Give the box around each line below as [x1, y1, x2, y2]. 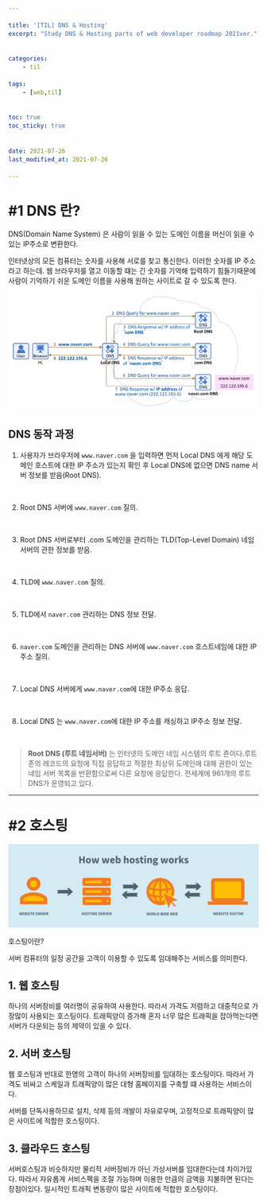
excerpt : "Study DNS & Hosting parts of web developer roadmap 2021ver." [8, 29, 258, 37]
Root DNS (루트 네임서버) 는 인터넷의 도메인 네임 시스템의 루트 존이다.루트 [27, 748, 257, 758]
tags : [8, 80, 26, 87]
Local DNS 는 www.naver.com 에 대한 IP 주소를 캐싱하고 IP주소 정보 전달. [19, 716, 242, 725]
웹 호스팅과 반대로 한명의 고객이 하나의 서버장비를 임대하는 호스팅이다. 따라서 [8, 1070, 246, 1079]
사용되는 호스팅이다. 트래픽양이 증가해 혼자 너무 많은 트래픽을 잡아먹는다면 [29, 1011, 259, 1021]
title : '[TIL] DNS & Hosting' [8, 21, 109, 29]
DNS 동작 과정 [8, 428, 75, 441]
